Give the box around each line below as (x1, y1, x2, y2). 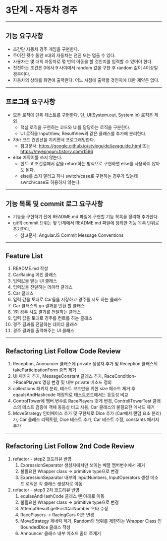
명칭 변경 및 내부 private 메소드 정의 (42, 379, 112, 385)
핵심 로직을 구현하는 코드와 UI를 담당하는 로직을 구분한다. (20, 124, 131, 130)
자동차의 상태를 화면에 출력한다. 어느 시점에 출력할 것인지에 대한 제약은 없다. (12, 77, 160, 83)
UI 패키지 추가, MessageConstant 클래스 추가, (12, 373, 104, 379)
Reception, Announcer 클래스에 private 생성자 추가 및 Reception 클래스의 (12, 361, 158, 366)
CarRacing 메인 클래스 (12, 271, 57, 278)
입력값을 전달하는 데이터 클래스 (12, 284, 73, 290)
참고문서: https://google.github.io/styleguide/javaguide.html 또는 (20, 142, 151, 149)
